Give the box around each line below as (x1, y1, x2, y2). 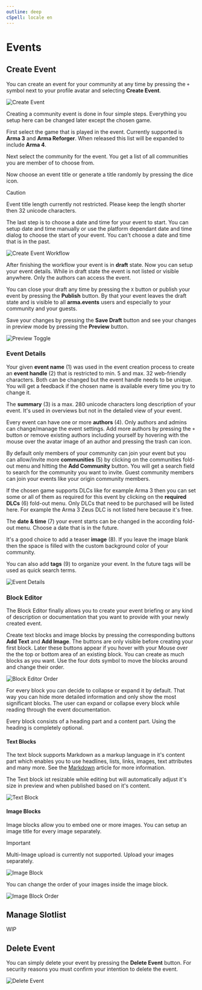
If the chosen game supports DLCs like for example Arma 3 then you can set (6, 486, 196, 494)
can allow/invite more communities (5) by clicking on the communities (6, 456, 182, 463)
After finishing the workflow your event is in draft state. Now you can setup (6, 261, 193, 268)
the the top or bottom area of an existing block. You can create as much (6, 651, 185, 658)
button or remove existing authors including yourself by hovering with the (6, 431, 189, 439)
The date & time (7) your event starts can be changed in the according (6, 518, 182, 525)
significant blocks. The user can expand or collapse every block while (6, 700, 180, 707)
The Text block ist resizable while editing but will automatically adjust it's (6, 775, 187, 783)
